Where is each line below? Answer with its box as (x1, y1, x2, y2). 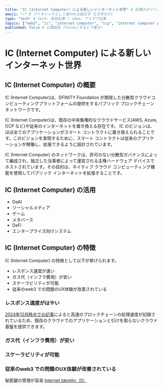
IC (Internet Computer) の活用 (5, 185, 96, 194)
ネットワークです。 (5, 107, 43, 112)
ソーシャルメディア (12, 204, 50, 210)
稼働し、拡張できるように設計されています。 (26, 142, 115, 148)
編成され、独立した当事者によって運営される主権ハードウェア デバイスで (9, 158, 155, 164)
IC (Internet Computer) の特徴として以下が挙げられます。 (5, 258, 119, 263)
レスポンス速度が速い (12, 268, 55, 274)
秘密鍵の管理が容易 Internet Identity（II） (5, 378, 87, 384)
